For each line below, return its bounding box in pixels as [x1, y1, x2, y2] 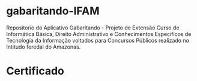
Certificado [6, 64, 64, 78]
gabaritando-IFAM [6, 4, 100, 18]
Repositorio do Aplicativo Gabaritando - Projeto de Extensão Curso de [6, 24, 180, 31]
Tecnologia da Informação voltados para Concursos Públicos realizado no [6, 37, 189, 44]
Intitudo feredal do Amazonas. [6, 43, 81, 50]
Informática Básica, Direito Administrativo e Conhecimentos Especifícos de [6, 30, 192, 37]
